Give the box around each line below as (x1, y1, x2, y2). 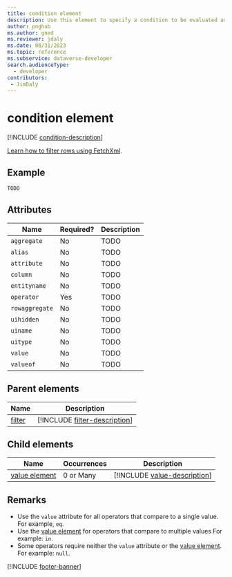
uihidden (10, 315, 39, 323)
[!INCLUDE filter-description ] (37, 415, 133, 424)
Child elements (7, 438, 74, 450)
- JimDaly (10, 81, 39, 88)
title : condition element (7, 10, 81, 17)
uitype (10, 338, 32, 346)
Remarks (7, 494, 47, 506)
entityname (10, 282, 46, 290)
